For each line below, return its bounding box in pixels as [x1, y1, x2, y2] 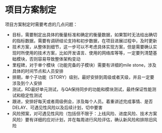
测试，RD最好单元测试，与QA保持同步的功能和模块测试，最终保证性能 [12, 86, 152, 92]
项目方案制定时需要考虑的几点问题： [5, 21, 78, 27]
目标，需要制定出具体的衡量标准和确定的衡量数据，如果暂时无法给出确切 [12, 32, 157, 37]
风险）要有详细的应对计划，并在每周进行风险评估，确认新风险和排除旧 [12, 116, 153, 122]
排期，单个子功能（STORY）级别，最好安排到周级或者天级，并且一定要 [12, 74, 155, 80]
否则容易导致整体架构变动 [29, 56, 81, 62]
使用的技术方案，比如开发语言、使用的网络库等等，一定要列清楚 [25, 50, 153, 56]
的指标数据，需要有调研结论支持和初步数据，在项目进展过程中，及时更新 [12, 37, 157, 44]
